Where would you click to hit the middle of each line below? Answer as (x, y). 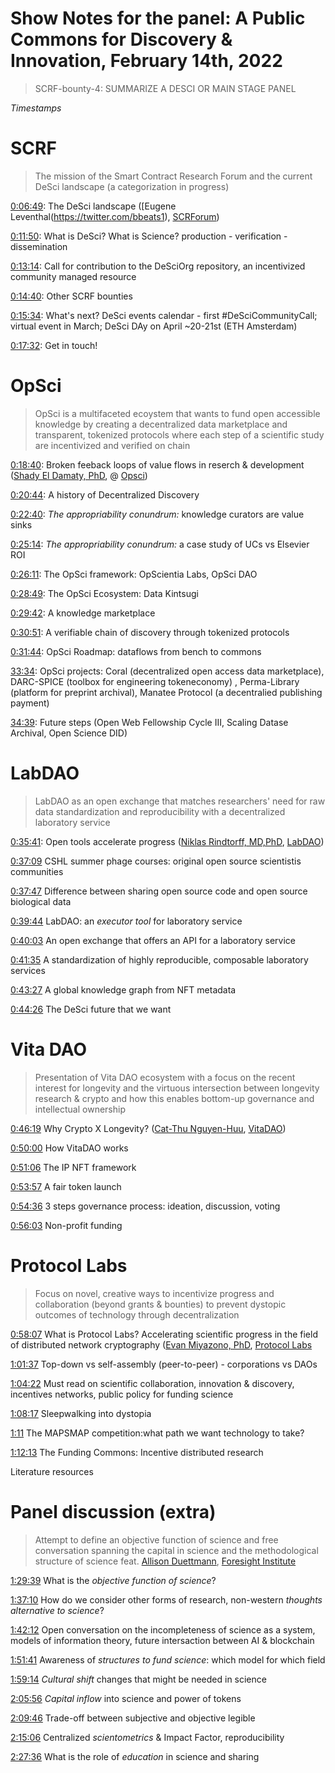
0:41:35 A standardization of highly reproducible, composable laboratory (159, 959)
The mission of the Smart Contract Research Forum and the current (173, 176)
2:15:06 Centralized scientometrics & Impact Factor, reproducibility (147, 1737)
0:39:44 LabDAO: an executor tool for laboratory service (126, 921)
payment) (30, 703)
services (28, 970)
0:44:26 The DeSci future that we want (91, 1009)
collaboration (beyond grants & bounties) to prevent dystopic (160, 1304)
